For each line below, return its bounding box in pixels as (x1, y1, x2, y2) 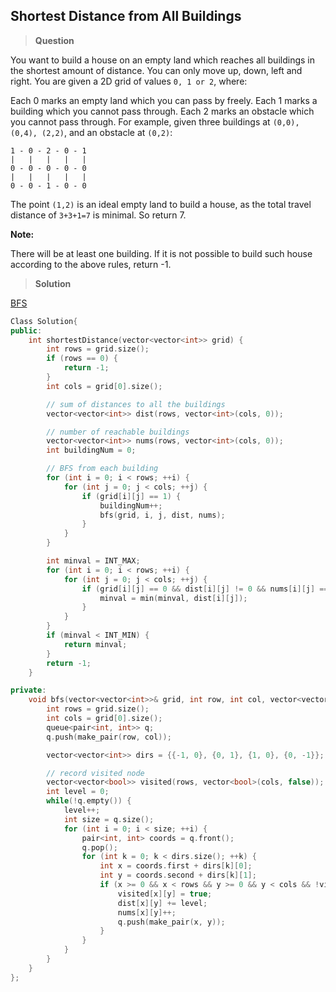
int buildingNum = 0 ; (46, 445, 137, 456)
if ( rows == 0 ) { (46, 354, 118, 364)
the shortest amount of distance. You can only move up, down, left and (10, 64, 303, 76)
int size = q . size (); (63, 814, 155, 824)
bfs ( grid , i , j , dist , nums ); (99, 510, 226, 520)
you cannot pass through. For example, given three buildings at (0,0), (10, 115, 300, 128)
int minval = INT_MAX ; (46, 556, 141, 566)
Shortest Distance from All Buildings (10, 8, 242, 25)
